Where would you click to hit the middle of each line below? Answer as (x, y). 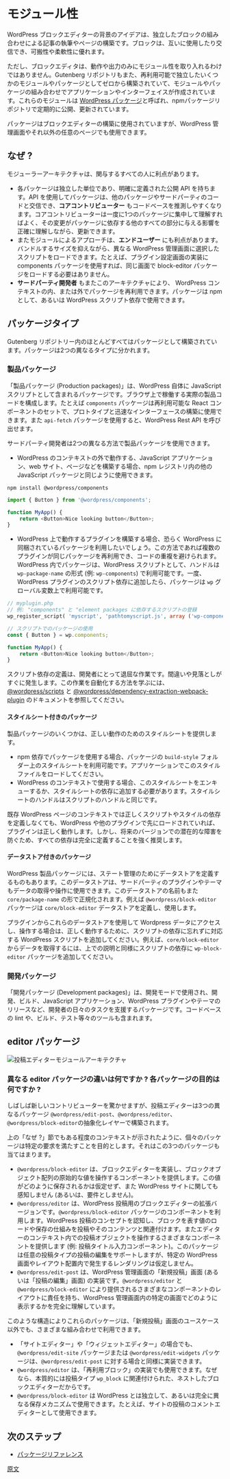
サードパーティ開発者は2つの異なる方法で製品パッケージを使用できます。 (111, 443)
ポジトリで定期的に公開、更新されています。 (70, 109)
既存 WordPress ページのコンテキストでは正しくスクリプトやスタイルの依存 (114, 814)
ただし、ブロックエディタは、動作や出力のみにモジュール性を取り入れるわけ (115, 66)
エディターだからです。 (62, 1387)
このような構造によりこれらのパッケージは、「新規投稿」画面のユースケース (113, 1321)
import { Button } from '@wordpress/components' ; (79, 500)
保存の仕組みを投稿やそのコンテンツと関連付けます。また (116, 1229)
